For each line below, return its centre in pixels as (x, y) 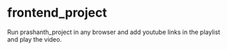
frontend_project (57, 13)
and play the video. (35, 39)
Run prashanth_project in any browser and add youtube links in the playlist (114, 32)
